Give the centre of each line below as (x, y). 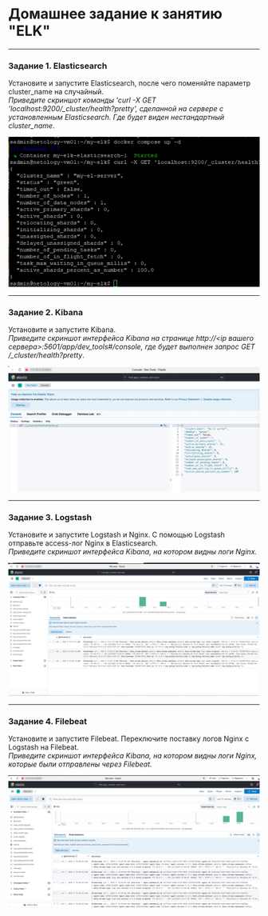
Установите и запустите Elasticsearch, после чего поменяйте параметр (130, 83)
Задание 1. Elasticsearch (58, 66)
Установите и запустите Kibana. (62, 330)
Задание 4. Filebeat (48, 721)
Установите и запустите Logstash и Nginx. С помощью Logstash (117, 534)
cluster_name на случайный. (56, 92)
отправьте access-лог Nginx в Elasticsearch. (83, 543)
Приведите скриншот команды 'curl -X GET (83, 100)
